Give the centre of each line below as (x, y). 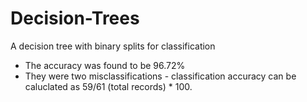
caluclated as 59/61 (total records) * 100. (108, 86)
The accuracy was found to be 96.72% (105, 65)
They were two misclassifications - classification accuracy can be (160, 76)
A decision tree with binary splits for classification (113, 46)
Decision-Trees (75, 18)
